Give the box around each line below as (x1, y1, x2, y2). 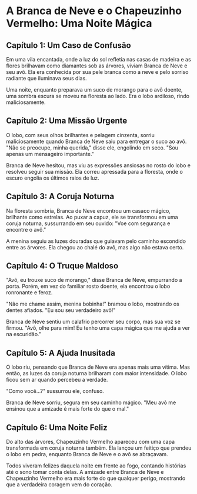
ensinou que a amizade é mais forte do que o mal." (6, 405, 129, 412)
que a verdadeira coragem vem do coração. (6, 481, 113, 488)
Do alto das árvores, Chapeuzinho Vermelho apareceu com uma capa (6, 438, 175, 446)
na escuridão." (6, 331, 41, 338)
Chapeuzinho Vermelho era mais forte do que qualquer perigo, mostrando (6, 474, 186, 482)
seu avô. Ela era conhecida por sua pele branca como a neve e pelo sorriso (6, 69, 189, 75)
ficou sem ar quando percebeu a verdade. (6, 376, 108, 383)
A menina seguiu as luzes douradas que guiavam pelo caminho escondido (6, 238, 186, 245)
